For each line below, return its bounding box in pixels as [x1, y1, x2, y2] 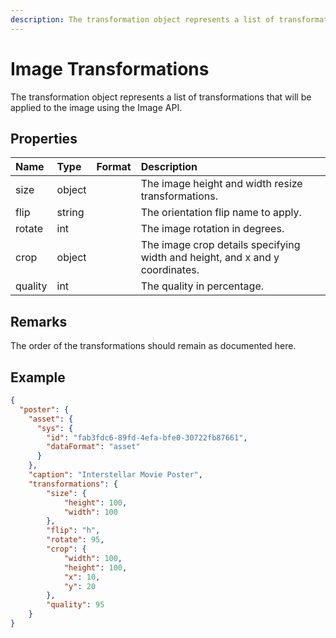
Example [10, 369, 66, 386]
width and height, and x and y [140, 251, 280, 265]
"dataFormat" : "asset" [46, 442, 141, 452]
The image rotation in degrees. [140, 222, 285, 236]
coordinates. [140, 263, 200, 277]
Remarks [10, 313, 68, 330]
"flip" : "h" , [46, 526, 101, 536]
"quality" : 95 [46, 600, 105, 610]
